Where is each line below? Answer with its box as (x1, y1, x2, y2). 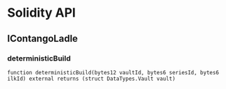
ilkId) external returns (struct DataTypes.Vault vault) (7, 75, 176, 82)
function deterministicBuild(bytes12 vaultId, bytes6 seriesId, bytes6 (7, 69, 219, 76)
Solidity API (7, 5, 76, 21)
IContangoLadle (7, 33, 79, 44)
